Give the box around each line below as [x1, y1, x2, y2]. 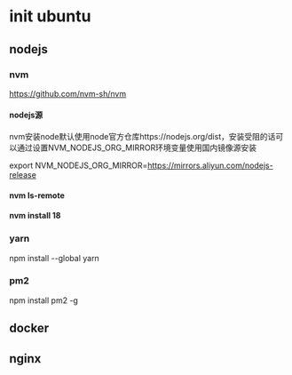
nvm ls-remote [9, 189, 65, 201]
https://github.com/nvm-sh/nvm [9, 88, 127, 99]
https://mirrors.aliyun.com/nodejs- [147, 160, 273, 171]
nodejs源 [9, 109, 43, 121]
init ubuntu [9, 6, 91, 27]
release [9, 170, 37, 180]
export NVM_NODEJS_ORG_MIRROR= [9, 160, 148, 171]
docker [9, 321, 50, 336]
